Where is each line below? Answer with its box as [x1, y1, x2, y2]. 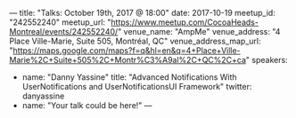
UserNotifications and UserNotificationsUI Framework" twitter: [21, 82, 252, 91]
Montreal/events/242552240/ [9, 27, 119, 36]
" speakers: [245, 55, 288, 65]
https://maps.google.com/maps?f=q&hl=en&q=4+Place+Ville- [12, 45, 241, 56]
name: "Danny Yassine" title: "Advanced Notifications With [21, 72, 238, 83]
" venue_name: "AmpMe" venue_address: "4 [117, 27, 281, 36]
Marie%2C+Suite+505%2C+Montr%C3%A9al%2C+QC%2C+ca [9, 55, 247, 65]
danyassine [21, 90, 65, 101]
